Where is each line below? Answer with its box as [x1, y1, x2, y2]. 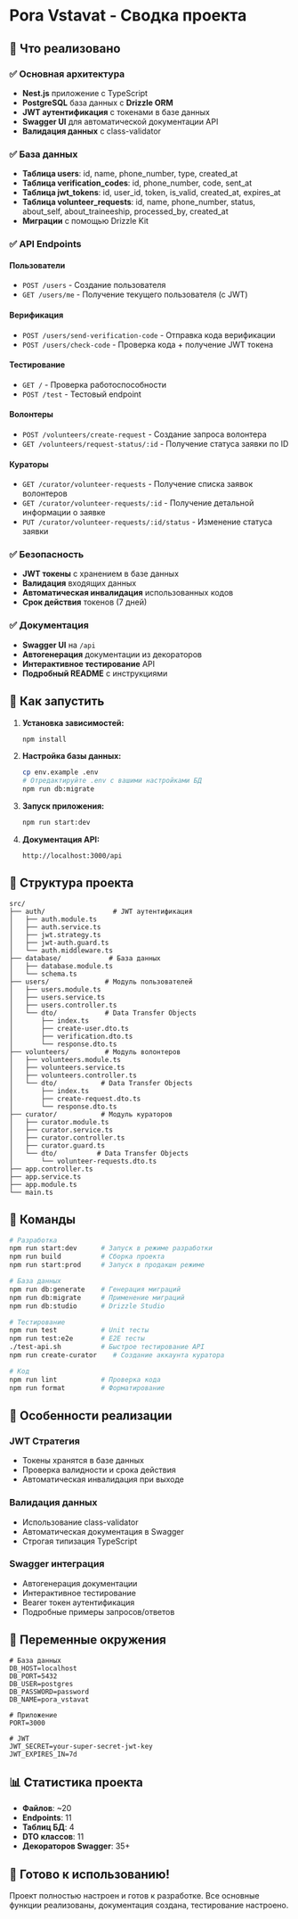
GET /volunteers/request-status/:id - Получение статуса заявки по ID [21, 438, 289, 449]
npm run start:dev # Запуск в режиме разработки [9, 1244, 213, 1253]
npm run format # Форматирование [9, 1383, 165, 1392]
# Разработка [9, 1236, 58, 1245]
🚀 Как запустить [9, 694, 105, 709]
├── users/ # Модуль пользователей [9, 977, 193, 986]
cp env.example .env [21, 768, 99, 777]
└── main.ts [9, 1188, 53, 1197]
